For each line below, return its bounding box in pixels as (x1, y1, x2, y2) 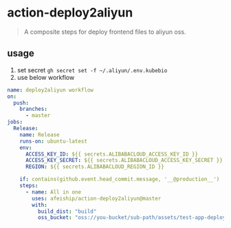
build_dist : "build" (37, 208, 97, 215)
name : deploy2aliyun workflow (7, 86, 94, 94)
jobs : (7, 118, 23, 125)
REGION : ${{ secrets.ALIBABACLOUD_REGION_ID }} (25, 163, 165, 170)
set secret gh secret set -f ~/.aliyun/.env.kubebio (16, 65, 168, 74)
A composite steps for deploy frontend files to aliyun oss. (23, 28, 186, 36)
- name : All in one (25, 188, 81, 196)
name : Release (19, 131, 60, 138)
